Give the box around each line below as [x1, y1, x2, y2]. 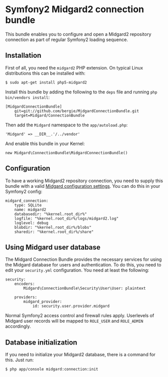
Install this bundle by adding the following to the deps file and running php [5, 89, 158, 95]
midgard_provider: [23, 299, 62, 304]
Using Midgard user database [5, 243, 101, 252]
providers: [14, 295, 37, 300]
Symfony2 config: [5, 188, 43, 194]
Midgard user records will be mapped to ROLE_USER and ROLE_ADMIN [5, 318, 143, 324]
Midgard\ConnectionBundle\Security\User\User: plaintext [23, 286, 146, 291]
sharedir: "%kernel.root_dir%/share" [14, 229, 94, 234]
